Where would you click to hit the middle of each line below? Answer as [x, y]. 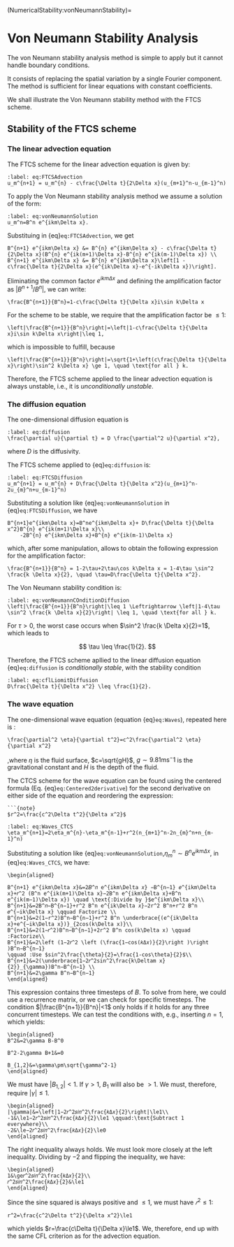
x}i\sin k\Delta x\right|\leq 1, [56, 334]
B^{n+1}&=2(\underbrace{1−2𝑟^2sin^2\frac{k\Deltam [82, 960]
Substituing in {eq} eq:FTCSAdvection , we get [71, 235]
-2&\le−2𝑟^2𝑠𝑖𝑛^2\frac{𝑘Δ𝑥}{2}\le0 [57, 1131]
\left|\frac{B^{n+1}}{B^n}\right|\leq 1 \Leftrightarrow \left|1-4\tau [114, 607]
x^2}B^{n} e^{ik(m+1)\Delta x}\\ [56, 529]
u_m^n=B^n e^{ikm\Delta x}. [48, 222]
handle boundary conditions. [49, 65]
